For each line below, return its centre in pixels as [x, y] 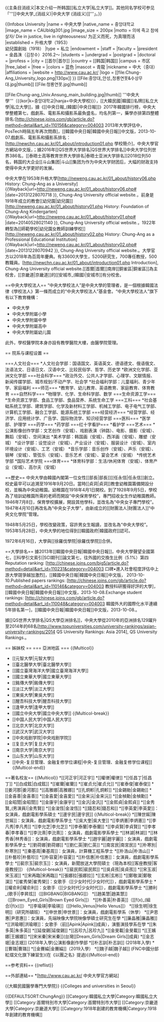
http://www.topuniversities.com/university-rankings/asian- [98, 626]
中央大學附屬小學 [29, 314]
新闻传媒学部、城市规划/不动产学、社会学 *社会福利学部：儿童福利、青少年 [80, 382]
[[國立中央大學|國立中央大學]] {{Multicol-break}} [61, 713]
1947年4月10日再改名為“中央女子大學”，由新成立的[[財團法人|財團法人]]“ [78, 508]
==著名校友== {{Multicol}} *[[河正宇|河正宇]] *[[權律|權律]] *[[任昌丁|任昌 [79, 778]
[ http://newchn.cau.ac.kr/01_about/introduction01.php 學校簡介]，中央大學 [80, 143]
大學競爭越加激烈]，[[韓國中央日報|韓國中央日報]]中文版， [67, 575]
